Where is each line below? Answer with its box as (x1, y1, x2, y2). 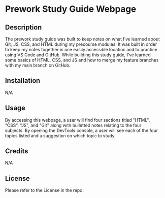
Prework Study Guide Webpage (5, 3, 136, 15)
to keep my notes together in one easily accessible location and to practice (5, 47, 158, 52)
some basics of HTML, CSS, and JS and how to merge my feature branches (5, 57, 159, 63)
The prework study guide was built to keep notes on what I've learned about (5, 36, 160, 42)
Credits (5, 147, 29, 156)
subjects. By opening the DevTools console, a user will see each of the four (5, 127, 158, 133)
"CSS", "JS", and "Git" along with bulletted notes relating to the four (5, 122, 142, 128)
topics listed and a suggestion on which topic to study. (5, 132, 116, 138)
